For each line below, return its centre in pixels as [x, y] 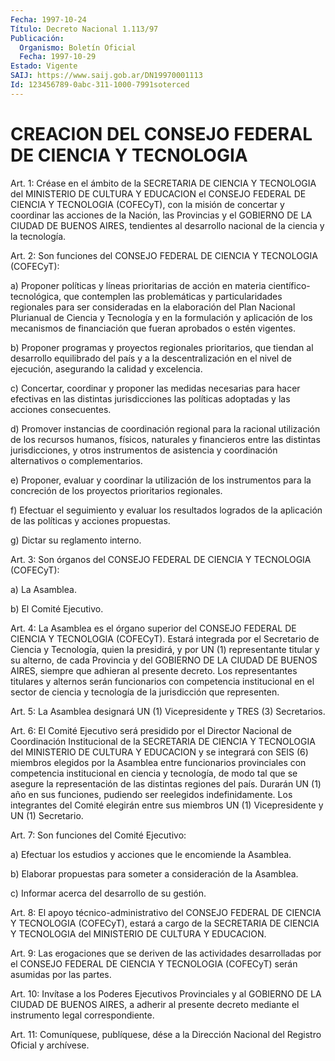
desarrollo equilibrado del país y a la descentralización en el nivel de [151, 358]
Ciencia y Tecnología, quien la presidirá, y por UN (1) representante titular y [165, 649]
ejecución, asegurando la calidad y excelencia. [106, 368]
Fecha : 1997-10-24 [48, 19]
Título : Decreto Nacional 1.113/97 [84, 29]
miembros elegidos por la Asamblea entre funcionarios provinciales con [158, 762]
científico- [289, 285]
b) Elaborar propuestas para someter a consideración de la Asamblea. [154, 873]
